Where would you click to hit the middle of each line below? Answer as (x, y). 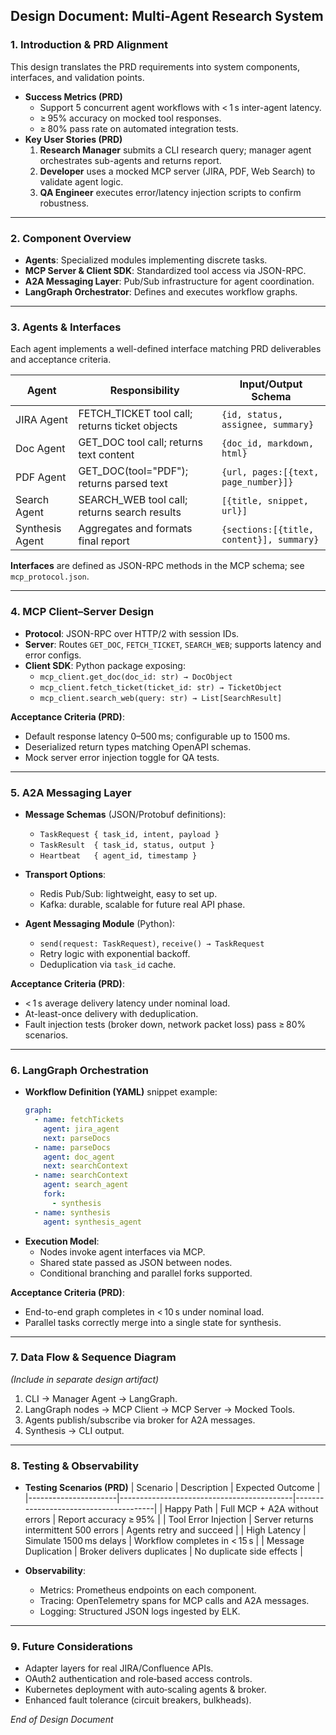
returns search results (130, 512)
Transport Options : (65, 874)
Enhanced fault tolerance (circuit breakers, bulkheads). (138, 1700)
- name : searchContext (81, 1175)
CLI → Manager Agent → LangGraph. (101, 1398)
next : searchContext (86, 1166)
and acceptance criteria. (61, 360)
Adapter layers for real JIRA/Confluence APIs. (119, 1668)
